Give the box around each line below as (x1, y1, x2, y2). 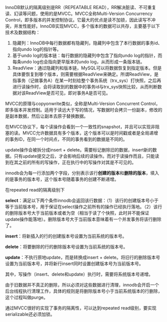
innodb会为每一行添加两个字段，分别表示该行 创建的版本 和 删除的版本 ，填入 (5, 170, 160, 176)
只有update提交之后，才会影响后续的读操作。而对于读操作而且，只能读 (13, 153, 160, 159)
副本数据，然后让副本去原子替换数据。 (9, 113, 88, 119)
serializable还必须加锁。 (5, 311, 55, 317)
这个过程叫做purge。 (5, 294, 48, 300)
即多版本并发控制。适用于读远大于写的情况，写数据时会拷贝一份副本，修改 (5, 107, 158, 112)
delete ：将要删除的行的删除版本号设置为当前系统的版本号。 (5, 244, 128, 249)
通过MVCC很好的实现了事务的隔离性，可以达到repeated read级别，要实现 (5, 305, 157, 311)
